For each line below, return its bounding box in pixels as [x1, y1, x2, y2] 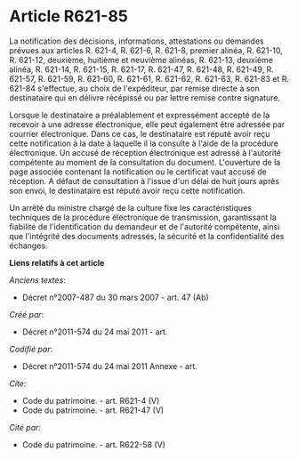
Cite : [9, 378, 27, 389]
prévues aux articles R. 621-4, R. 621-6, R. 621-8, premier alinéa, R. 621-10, [9, 44, 283, 55]
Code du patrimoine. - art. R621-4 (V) [21, 395, 160, 406]
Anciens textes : [9, 274, 67, 286]
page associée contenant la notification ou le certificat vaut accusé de [9, 166, 267, 177]
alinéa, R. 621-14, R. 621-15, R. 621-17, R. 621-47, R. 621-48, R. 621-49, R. [9, 64, 274, 75]
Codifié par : [9, 343, 53, 354]
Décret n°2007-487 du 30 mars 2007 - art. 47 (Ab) [21, 292, 209, 302]
